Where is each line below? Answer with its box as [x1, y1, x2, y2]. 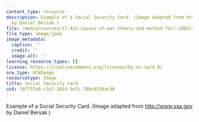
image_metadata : [6, 36, 46, 42]
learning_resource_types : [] [6, 58, 78, 64]
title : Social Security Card [6, 81, 78, 87]
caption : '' [11, 42, 41, 48]
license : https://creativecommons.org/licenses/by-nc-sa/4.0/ [6, 64, 163, 70]
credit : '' [11, 48, 38, 54]
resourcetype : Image [6, 75, 57, 81]
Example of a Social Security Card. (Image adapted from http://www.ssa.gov [6, 102, 193, 110]
